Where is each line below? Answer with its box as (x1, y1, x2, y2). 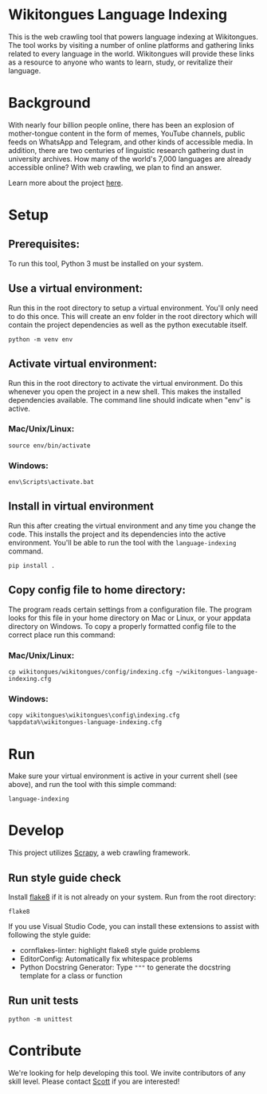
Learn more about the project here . (8, 178, 124, 187)
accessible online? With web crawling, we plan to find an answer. (8, 162, 222, 172)
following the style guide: (8, 931, 92, 939)
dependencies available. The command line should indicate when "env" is (8, 395, 251, 404)
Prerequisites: (8, 238, 80, 251)
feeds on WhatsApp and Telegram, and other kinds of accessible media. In (8, 137, 253, 147)
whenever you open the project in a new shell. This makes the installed (8, 387, 241, 396)
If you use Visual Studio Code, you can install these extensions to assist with (8, 922, 260, 931)
